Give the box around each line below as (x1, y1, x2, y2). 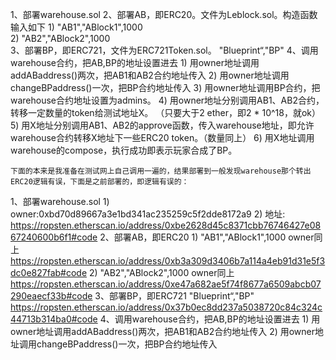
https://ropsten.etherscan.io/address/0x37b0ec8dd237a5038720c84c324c (10, 301, 323, 313)
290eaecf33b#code (10, 290, 93, 302)
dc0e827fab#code (10, 267, 88, 278)
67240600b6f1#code (10, 231, 98, 243)
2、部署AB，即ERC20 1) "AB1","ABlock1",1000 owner (99, 231, 315, 243)
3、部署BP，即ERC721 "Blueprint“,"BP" (94, 290, 255, 302)
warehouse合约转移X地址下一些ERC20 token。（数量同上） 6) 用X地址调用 (10, 132, 315, 143)
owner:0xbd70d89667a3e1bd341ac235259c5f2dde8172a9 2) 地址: (10, 208, 286, 220)
